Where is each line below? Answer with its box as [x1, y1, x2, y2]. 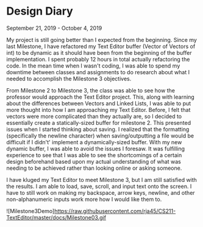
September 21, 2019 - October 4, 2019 [6, 24, 102, 32]
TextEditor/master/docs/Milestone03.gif [6, 214, 107, 221]
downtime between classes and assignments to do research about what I [6, 68, 190, 75]
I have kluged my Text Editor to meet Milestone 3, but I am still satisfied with [6, 176, 197, 183]
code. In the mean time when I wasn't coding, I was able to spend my [6, 62, 180, 69]
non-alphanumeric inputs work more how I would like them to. [6, 195, 162, 203]
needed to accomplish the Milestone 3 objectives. [6, 75, 132, 82]
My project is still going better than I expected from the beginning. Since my [6, 36, 197, 43]
